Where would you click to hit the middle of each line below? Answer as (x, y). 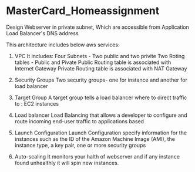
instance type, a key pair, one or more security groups (80, 145)
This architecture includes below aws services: (63, 45)
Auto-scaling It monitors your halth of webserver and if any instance (97, 156)
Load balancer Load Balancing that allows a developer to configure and (101, 115)
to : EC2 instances (37, 103)
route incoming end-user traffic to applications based (79, 121)
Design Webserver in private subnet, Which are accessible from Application (98, 27)
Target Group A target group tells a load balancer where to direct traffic (101, 97)
